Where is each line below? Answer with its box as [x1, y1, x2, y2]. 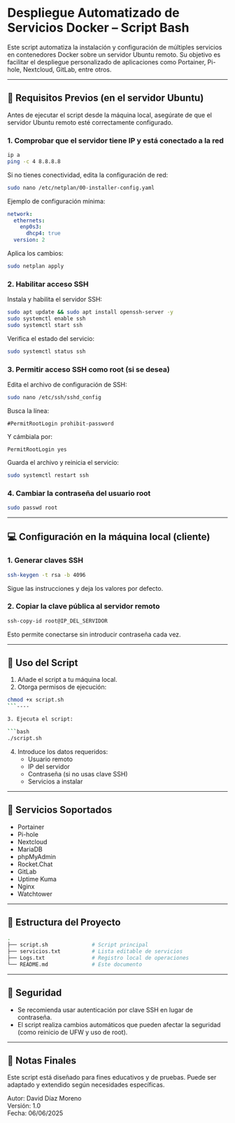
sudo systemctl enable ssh [7, 315, 86, 323]
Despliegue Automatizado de [7, 5, 180, 21]
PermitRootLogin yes [7, 446, 68, 453]
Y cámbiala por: [7, 432, 52, 440]
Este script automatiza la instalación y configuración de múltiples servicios [7, 43, 222, 51]
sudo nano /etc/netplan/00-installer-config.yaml [7, 184, 155, 191]
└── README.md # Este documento [7, 961, 142, 968]
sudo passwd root [7, 504, 58, 512]
